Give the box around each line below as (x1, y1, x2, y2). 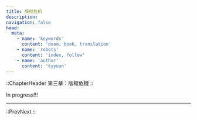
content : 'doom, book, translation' (21, 42, 111, 47)
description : (6, 14, 38, 20)
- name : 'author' (16, 57, 59, 63)
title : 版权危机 (6, 8, 42, 15)
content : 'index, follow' (21, 52, 85, 58)
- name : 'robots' (16, 47, 59, 53)
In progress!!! (6, 91, 38, 98)
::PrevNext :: (6, 108, 36, 115)
